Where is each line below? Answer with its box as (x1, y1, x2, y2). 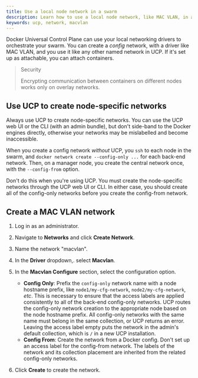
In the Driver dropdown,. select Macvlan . (14, 257, 115, 263)
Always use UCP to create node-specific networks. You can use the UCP (6, 116, 183, 124)
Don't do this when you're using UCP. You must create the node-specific (6, 177, 183, 184)
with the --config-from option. (6, 166, 80, 173)
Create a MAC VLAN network (6, 207, 115, 217)
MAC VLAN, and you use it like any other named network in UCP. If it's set (6, 48, 186, 56)
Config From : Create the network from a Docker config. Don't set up (23, 336, 190, 343)
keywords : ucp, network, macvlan (6, 19, 88, 25)
